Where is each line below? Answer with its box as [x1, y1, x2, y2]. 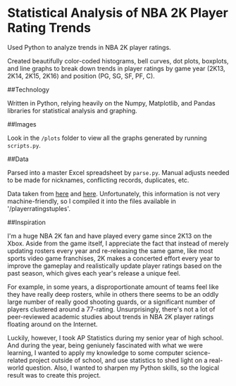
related [7, 356, 28, 364]
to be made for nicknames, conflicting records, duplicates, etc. [7, 176, 190, 184]
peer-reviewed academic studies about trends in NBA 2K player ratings [7, 312, 214, 321]
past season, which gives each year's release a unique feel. [7, 269, 181, 277]
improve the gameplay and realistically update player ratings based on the [7, 262, 222, 270]
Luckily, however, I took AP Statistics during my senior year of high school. [7, 333, 224, 342]
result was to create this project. [7, 371, 101, 379]
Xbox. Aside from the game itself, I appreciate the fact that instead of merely [7, 239, 229, 247]
